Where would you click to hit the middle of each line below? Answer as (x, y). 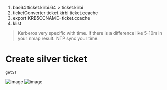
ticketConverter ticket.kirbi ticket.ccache (55, 13)
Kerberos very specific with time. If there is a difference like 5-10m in (90, 33)
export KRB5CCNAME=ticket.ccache (51, 18)
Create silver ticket (46, 59)
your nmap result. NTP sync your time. (58, 38)
